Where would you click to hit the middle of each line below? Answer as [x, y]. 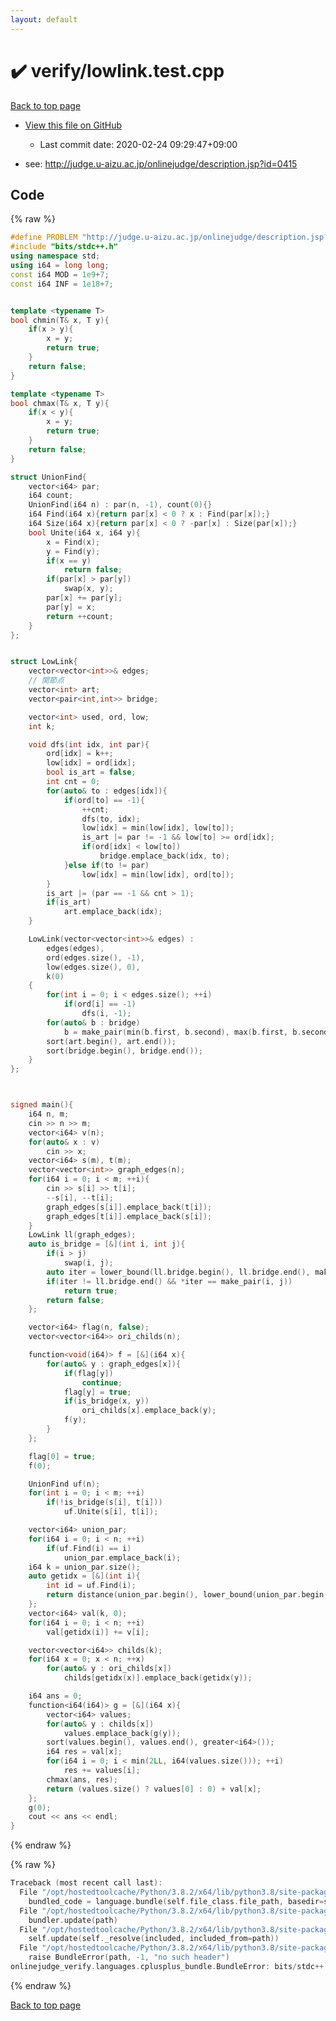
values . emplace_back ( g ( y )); [122, 1733]
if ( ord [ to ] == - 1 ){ [104, 800]
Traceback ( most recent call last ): [86, 1883]
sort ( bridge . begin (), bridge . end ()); [124, 1051]
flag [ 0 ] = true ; [62, 1456]
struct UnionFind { [48, 477]
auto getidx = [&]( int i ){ [84, 1576]
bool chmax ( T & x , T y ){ [60, 403]
